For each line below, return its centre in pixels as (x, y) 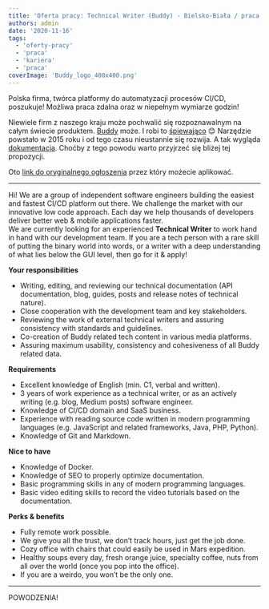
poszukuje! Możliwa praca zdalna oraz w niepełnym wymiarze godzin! (124, 107)
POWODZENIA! (33, 597)
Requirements (32, 369)
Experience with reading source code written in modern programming (135, 418)
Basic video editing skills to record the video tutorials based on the (130, 492)
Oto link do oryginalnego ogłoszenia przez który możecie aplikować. (121, 171)
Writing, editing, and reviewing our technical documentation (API (126, 285)
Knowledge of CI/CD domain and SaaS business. (100, 410)
